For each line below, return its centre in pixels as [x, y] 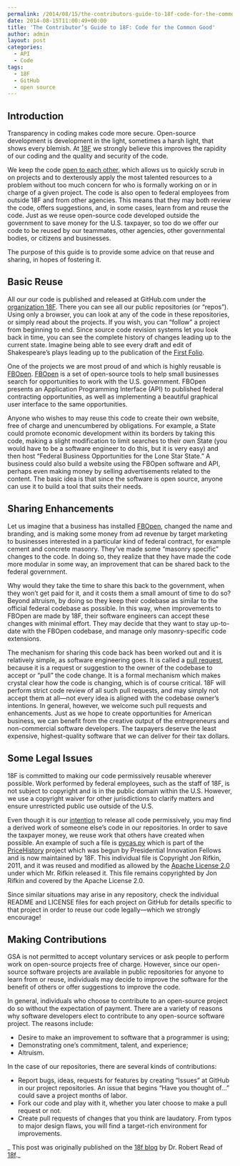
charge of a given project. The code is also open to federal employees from [119, 193]
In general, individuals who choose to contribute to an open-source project [117, 1001]
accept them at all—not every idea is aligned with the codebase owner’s [113, 698]
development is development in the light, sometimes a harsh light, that [111, 141]
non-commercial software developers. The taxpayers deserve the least [112, 728]
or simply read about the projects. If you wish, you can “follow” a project [114, 322]
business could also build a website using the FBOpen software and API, [114, 463]
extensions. [24, 638]
